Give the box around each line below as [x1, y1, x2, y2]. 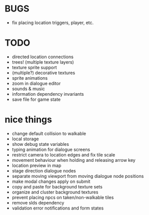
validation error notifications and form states [11, 205, 104, 211]
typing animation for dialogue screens [11, 146, 90, 152]
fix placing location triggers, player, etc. [11, 20, 94, 26]
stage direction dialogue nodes [11, 167, 76, 173]
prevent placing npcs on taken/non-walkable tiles [11, 194, 114, 200]
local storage [11, 136, 39, 142]
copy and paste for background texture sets [11, 183, 103, 189]
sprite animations [11, 75, 48, 81]
